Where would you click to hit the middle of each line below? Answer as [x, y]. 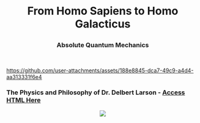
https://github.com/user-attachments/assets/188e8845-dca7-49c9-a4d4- [100, 70]
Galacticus [103, 24]
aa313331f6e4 [24, 76]
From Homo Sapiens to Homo [103, 11]
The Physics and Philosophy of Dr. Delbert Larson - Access [96, 92]
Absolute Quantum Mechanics [103, 45]
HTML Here [24, 100]
